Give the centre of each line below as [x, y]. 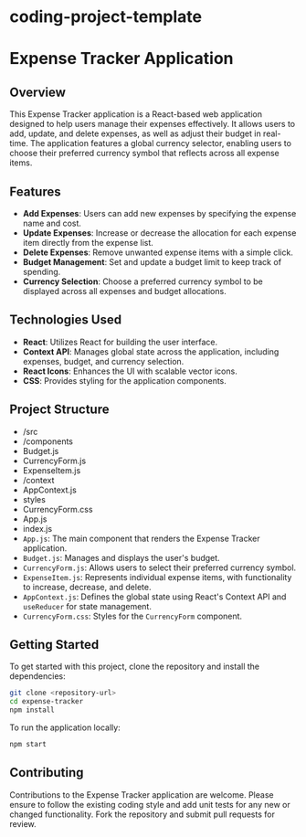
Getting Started [54, 645]
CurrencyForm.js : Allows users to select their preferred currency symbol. [159, 567]
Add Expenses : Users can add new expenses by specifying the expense [159, 213]
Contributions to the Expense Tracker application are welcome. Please [142, 795]
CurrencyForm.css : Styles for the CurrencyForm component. [132, 616]
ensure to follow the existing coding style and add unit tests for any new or [150, 804]
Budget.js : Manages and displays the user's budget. [121, 557]
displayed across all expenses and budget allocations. [124, 291]
